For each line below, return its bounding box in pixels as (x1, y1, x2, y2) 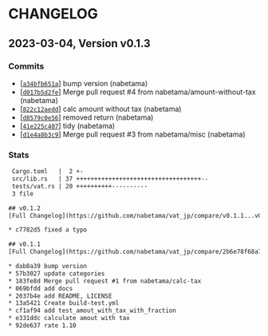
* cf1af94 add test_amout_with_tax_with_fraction (8, 306, 177, 315)
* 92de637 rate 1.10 (8, 322, 77, 330)
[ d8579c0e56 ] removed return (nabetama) (19, 113, 154, 122)
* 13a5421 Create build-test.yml (8, 299, 120, 307)
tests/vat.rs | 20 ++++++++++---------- (11, 182, 148, 190)
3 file (11, 189, 34, 198)
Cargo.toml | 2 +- (11, 168, 84, 176)
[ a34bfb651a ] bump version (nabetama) (19, 78, 148, 88)
